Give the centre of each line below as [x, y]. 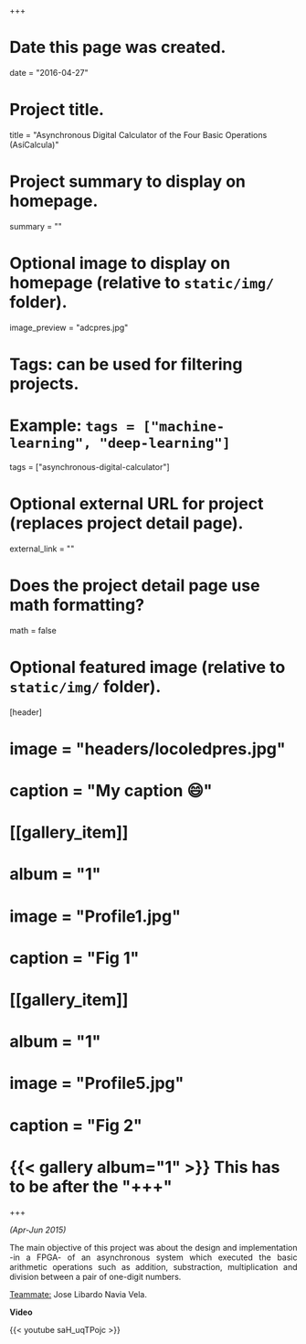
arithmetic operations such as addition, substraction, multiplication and [153, 1266]
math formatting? [77, 605]
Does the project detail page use [135, 585]
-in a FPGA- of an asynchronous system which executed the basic [153, 1257]
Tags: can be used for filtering [126, 364]
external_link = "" [42, 549]
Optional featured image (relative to [148, 667]
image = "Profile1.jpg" [95, 916]
